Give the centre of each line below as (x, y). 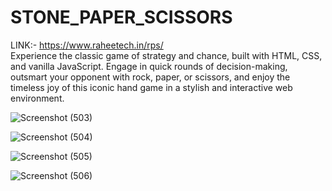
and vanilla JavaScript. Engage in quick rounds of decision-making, (149, 66)
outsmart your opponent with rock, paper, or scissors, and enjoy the (150, 77)
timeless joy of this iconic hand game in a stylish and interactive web (151, 87)
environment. (37, 98)
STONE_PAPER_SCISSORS (121, 17)
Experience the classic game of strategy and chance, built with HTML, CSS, (166, 55)
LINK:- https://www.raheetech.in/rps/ (87, 45)
